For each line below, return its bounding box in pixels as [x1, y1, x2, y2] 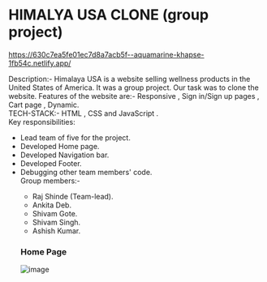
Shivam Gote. [32, 208, 78, 218]
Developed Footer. [19, 158, 83, 168]
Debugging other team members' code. [19, 167, 153, 177]
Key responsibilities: [8, 117, 75, 126]
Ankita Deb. [32, 200, 71, 210]
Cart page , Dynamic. [8, 100, 80, 109]
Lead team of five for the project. [19, 132, 131, 143]
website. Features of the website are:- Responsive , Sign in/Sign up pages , [8, 91, 260, 100]
